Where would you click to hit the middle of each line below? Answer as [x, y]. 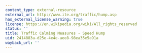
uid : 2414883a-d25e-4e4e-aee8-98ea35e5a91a [52, 38]
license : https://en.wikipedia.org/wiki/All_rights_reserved [71, 24]
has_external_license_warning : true [44, 19]
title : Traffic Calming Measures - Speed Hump [55, 33]
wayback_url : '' [22, 43]
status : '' [17, 29]
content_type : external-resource [41, 10]
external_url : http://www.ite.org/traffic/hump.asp [61, 15]
